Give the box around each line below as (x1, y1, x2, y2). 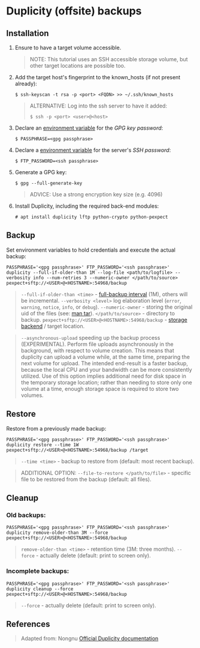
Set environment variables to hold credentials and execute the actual (6, 246, 175, 253)
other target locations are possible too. (29, 62, 126, 69)
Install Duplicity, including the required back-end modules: (14, 202, 159, 210)
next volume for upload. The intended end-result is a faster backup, (20, 359, 189, 367)
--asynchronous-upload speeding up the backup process (20, 334, 160, 341)
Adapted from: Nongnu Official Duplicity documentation (20, 635, 159, 642)
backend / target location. (20, 322, 85, 330)
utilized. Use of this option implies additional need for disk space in (20, 372, 187, 380)
